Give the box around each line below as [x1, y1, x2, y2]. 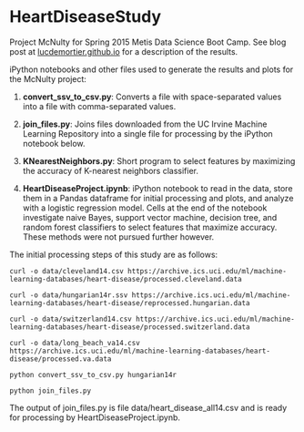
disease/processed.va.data [9, 354, 112, 364]
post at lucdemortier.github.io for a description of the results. [9, 46, 238, 57]
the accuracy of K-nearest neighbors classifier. [22, 165, 198, 176]
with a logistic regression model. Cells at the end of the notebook [22, 202, 268, 213]
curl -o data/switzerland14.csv [9, 314, 132, 324]
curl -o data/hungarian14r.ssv [9, 290, 128, 300]
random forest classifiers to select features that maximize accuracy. [22, 221, 278, 232]
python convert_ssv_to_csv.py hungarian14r [9, 370, 177, 379]
